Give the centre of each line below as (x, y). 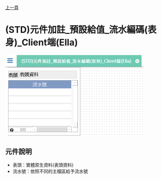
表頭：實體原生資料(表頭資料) (43, 165)
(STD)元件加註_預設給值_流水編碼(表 (81, 30)
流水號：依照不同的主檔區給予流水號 (50, 171)
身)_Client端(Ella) (42, 43)
